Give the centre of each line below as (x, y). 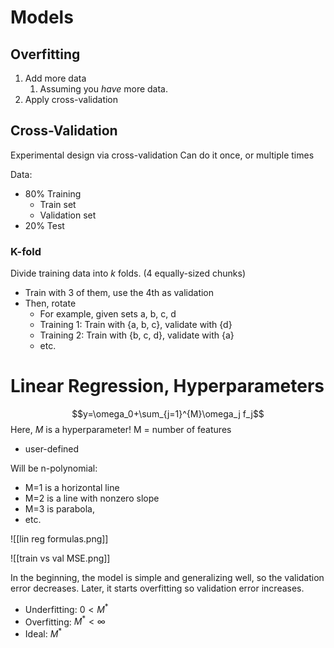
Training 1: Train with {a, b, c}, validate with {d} (136, 325)
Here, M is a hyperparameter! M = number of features (121, 430)
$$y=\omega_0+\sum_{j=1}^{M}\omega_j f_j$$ (168, 414)
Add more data (55, 78)
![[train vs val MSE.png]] (60, 558)
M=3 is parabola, (59, 509)
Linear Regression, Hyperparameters (167, 386)
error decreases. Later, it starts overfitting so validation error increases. (157, 588)
